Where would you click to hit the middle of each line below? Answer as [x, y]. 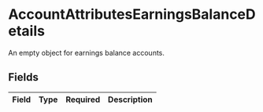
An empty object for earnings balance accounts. [87, 52]
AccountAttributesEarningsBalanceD [132, 14]
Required [83, 99]
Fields [24, 77]
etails [27, 31]
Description [130, 99]
